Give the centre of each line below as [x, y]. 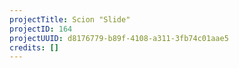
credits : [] [34, 47]
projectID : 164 [41, 29]
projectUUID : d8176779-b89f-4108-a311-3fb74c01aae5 [119, 38]
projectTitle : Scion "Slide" [70, 19]
